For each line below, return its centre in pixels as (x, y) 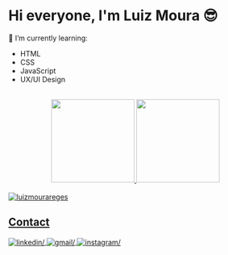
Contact (29, 222)
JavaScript (38, 70)
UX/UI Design (43, 79)
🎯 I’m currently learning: (48, 38)
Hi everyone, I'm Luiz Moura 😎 (113, 16)
